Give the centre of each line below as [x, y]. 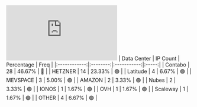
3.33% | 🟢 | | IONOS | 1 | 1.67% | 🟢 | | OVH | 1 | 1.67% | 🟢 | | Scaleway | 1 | [97, 89]
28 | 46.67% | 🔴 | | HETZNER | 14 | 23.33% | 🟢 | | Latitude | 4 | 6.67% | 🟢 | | [99, 71]
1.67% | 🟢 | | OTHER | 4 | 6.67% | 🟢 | [52, 98]
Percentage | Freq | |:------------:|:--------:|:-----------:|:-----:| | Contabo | [98, 65]
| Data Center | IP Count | [149, 58]
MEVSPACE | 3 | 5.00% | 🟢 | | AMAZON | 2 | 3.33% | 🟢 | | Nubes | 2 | [91, 80]
